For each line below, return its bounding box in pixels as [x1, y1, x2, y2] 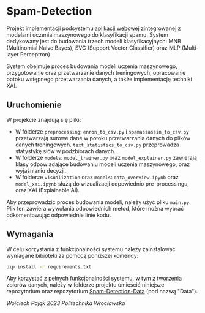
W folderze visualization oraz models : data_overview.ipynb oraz [15, 173, 179, 181]
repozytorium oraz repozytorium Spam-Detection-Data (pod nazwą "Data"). [6, 288, 198, 295]
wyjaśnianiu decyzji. [15, 167, 67, 174]
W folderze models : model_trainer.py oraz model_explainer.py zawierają [15, 154, 198, 161]
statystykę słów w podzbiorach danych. [15, 147, 116, 154]
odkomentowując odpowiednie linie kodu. [6, 211, 111, 219]
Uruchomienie [6, 100, 62, 110]
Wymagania [6, 229, 54, 239]
